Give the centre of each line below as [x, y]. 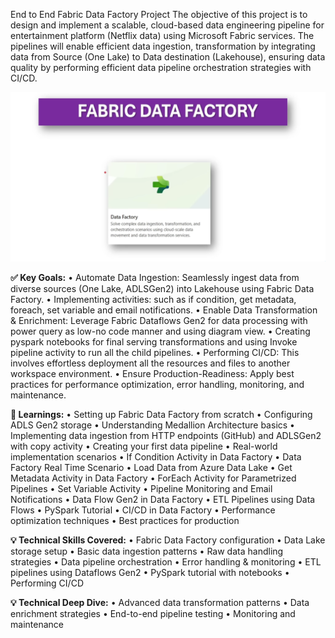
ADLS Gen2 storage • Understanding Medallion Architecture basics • [152, 425]
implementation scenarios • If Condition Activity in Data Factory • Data [156, 457]
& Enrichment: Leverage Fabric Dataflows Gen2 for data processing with [159, 321]
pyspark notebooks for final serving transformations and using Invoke [154, 342]
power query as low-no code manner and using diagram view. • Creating [160, 331]
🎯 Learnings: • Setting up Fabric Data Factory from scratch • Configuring [161, 415]
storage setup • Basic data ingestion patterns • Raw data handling [147, 551]
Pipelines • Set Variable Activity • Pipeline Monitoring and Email [141, 489]
